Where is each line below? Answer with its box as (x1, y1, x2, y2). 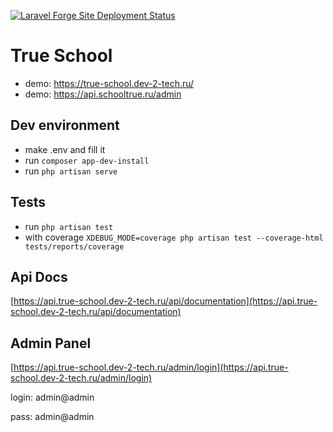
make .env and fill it (24, 143, 106, 155)
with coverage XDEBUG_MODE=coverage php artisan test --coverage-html (24, 231, 324, 243)
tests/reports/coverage (24, 241, 125, 252)
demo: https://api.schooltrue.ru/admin (24, 88, 182, 100)
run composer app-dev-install (24, 154, 150, 166)
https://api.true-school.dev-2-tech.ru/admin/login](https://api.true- (13, 361, 289, 374)
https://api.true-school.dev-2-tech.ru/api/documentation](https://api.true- (13, 295, 318, 307)
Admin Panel (10, 335, 92, 352)
